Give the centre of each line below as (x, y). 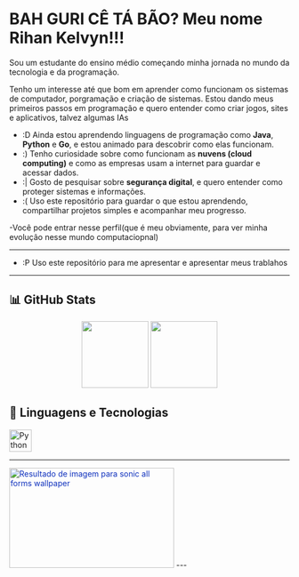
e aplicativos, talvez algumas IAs (69, 117)
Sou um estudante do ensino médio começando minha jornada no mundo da (149, 62)
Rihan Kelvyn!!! (67, 38)
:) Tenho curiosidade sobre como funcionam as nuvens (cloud (137, 153)
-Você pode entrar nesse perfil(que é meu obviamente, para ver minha (139, 228)
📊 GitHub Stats (53, 300)
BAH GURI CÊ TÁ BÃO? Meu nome (136, 19)
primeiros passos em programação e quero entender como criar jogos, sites (149, 108)
